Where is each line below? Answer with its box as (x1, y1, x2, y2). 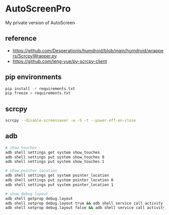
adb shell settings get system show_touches (5, 150, 100, 155)
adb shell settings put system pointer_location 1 (5, 182, 114, 187)
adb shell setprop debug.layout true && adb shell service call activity (5, 200, 163, 206)
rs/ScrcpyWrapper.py (12, 53, 57, 59)
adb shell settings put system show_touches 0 (5, 154, 105, 160)
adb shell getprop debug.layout (5, 196, 73, 201)
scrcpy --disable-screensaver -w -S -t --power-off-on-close (5, 118, 136, 123)
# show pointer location (5, 168, 57, 173)
